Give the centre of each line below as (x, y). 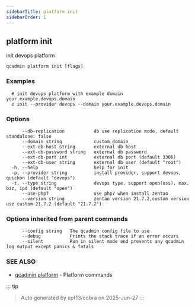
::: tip (12, 286)
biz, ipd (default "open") (39, 188)
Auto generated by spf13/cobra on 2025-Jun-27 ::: (82, 297)
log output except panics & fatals (50, 247)
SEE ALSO (21, 262)
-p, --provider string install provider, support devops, (97, 173)
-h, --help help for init (70, 167)
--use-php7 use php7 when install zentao (95, 194)
